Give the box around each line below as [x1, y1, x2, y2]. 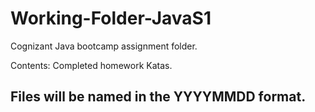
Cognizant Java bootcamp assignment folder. [10, 40, 198, 52]
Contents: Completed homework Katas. [10, 59, 173, 71]
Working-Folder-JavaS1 [10, 7, 212, 30]
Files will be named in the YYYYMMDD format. [10, 88, 307, 106]
